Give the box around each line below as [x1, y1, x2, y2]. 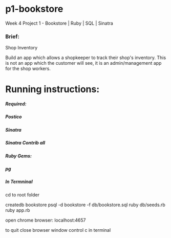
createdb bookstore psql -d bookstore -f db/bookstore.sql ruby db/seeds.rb [5, 202, 165, 208]
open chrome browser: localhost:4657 [5, 217, 86, 223]
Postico [5, 114, 22, 120]
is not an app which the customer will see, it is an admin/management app [5, 60, 162, 66]
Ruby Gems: [5, 153, 32, 159]
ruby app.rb [5, 207, 30, 213]
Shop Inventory [5, 45, 38, 51]
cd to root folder [5, 191, 40, 198]
